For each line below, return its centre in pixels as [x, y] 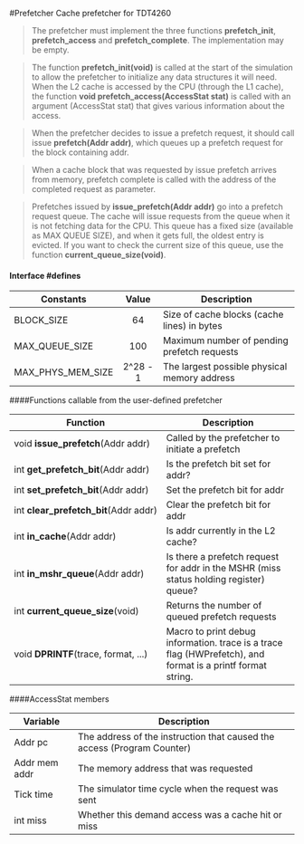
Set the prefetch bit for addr [225, 490]
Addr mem [36, 762]
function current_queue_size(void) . [99, 254]
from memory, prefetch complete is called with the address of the [154, 179]
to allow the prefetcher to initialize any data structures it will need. [154, 77]
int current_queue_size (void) [76, 611]
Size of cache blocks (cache [223, 314]
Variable [42, 722]
